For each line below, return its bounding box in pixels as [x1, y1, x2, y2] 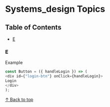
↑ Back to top [5, 96, 34, 102]
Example [5, 60, 23, 66]
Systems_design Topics [5, 3, 106, 15]
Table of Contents [5, 23, 62, 32]
